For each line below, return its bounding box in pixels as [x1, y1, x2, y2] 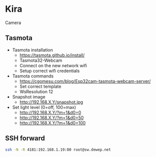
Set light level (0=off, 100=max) [12, 104, 76, 110]
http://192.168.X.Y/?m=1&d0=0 [19, 109, 81, 115]
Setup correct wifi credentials [19, 68, 80, 74]
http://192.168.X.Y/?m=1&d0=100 [19, 120, 86, 126]
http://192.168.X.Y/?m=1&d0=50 [19, 114, 84, 121]
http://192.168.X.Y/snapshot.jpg [19, 99, 84, 105]
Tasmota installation [12, 47, 53, 52]
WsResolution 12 [19, 88, 53, 94]
